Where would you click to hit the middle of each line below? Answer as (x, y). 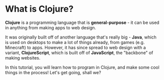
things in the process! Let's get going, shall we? (53, 72)
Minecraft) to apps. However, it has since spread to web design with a (75, 47)
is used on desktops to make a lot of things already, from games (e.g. (75, 42)
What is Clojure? (39, 9)
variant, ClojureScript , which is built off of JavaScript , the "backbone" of (79, 53)
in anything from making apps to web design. (51, 27)
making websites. (23, 58)
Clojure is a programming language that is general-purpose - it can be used (82, 22)
